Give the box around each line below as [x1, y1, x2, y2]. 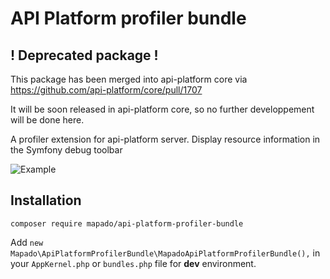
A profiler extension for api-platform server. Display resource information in [10, 133, 321, 145]
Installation [10, 192, 82, 209]
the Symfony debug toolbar [10, 144, 123, 156]
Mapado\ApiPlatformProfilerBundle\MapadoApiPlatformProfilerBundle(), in [10, 247, 321, 259]
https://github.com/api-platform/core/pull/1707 [10, 84, 203, 96]
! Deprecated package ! [10, 47, 159, 64]
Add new [10, 236, 44, 248]
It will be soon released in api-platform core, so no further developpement [10, 103, 315, 115]
